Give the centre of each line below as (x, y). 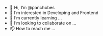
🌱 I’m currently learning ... (36, 18)
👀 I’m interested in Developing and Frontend (54, 13)
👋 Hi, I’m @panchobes (32, 8)
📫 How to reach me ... (32, 28)
